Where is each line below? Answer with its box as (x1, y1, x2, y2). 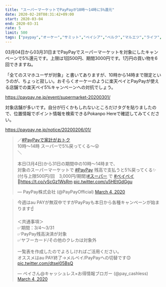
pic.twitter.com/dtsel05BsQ (17, 260, 73, 266)
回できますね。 (5, 61, 36, 67)
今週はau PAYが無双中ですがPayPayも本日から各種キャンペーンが (17, 199, 151, 205)
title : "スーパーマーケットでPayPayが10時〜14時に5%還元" (5, 7, 115, 12)
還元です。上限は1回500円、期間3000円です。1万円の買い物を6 (29, 55, 158, 61)
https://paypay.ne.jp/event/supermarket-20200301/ (5, 94, 111, 100)
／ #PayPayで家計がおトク (17, 137, 70, 143)
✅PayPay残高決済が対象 (17, 231, 67, 237)
